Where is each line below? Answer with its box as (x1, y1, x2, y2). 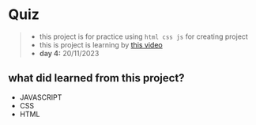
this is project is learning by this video (39, 40, 164, 49)
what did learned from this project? (8, 71, 185, 85)
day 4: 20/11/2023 (39, 48, 100, 58)
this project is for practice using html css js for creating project (39, 32, 249, 41)
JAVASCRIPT (19, 93, 62, 102)
